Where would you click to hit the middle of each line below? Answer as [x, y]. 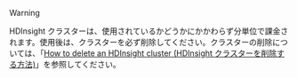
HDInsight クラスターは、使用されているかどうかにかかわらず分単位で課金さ [149, 31]
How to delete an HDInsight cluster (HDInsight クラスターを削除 [161, 53]
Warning [24, 13]
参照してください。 [86, 64]
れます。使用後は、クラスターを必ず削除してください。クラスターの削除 [141, 42]
